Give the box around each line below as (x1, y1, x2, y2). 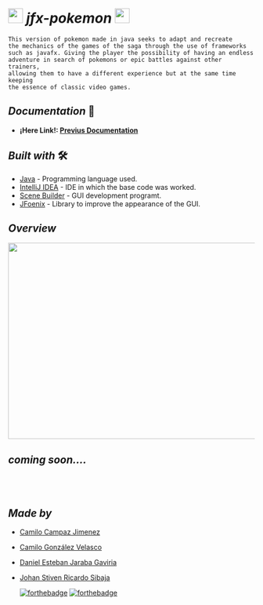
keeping (8, 76, 34, 84)
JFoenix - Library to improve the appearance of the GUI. (19, 199, 201, 208)
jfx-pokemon (26, 9, 112, 27)
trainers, (8, 63, 41, 71)
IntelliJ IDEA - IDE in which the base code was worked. (19, 182, 196, 191)
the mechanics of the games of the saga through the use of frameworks (8, 42, 247, 50)
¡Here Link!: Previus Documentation (19, 126, 139, 135)
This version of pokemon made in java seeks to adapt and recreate (8, 35, 233, 43)
